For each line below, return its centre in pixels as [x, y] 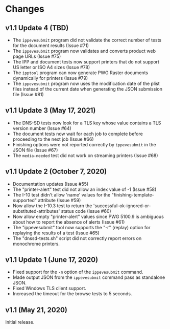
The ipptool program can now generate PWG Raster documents [80, 73]
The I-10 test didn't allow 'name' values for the [62, 194]
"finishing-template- [133, 194]
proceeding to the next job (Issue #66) [53, 139]
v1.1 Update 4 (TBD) [37, 28]
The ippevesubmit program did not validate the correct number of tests [87, 40]
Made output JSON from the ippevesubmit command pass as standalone [89, 277]
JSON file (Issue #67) [35, 150]
